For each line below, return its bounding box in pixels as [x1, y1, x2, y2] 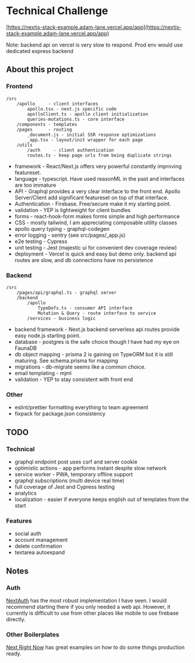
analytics [14, 489, 37, 496]
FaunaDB [14, 344, 37, 352]
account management [14, 536, 68, 543]
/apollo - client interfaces [16, 101, 99, 107]
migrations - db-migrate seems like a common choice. [14, 363, 146, 370]
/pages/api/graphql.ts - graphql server [16, 290, 117, 296]
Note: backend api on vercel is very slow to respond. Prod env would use [6, 41, 183, 48]
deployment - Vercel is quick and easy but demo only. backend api [14, 250, 177, 257]
